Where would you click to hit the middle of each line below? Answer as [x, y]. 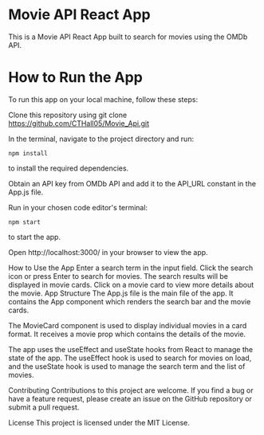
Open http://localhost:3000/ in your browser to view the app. [108, 252]
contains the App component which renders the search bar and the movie [130, 301]
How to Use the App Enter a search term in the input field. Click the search [131, 268]
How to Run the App [76, 78]
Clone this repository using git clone [68, 115]
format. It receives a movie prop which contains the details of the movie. [127, 334]
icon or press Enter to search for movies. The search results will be [118, 276]
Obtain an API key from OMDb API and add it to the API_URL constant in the [132, 183]
